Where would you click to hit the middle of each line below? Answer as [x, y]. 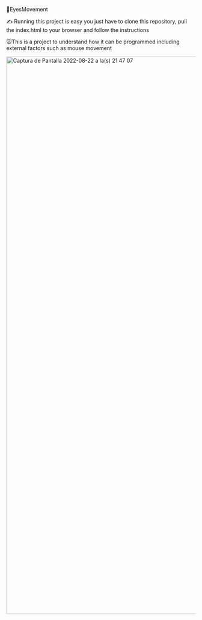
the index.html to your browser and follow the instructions [78, 30]
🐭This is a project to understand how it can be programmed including [93, 42]
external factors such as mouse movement [59, 48]
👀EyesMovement [27, 9]
